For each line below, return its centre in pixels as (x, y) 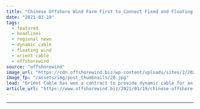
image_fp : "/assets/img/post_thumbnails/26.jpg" (68, 78)
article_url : (22, 89)
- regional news (32, 39)
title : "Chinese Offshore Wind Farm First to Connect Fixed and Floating (100, 12)
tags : (13, 23)
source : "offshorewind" (36, 67)
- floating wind (32, 50)
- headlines (26, 34)
